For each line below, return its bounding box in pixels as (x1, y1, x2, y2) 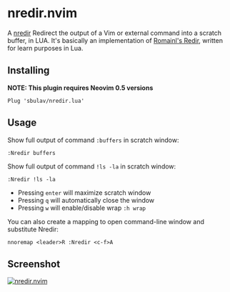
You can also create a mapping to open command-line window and (7, 217, 205, 226)
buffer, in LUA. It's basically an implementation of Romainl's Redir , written (7, 36, 224, 44)
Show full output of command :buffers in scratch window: (7, 136, 180, 144)
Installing (7, 64, 50, 76)
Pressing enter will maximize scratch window (17, 188, 151, 197)
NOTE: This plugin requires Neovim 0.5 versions (7, 84, 154, 92)
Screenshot (7, 258, 61, 270)
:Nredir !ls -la (7, 176, 56, 183)
